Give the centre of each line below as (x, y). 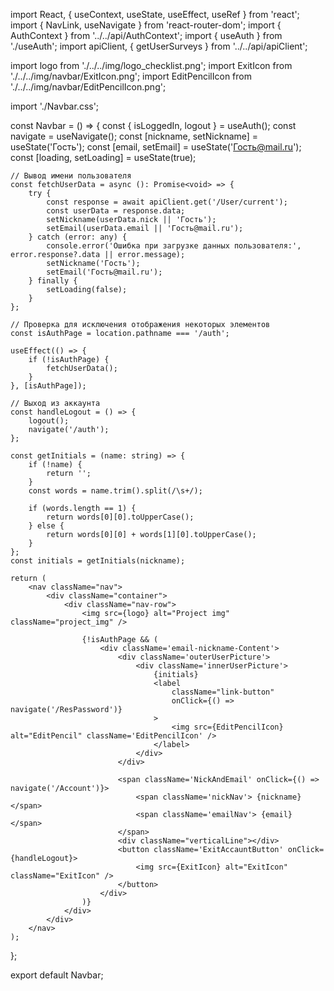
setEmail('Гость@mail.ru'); (104, 272)
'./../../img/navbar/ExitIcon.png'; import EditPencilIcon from (131, 76)
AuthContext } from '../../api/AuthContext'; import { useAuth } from (146, 35)
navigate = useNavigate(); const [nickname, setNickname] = (134, 136)
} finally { (53, 281)
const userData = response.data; (116, 211)
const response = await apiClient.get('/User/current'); (167, 202)
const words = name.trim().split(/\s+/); (115, 491)
